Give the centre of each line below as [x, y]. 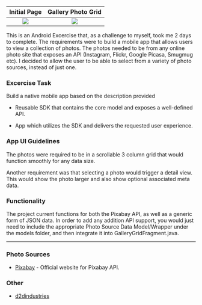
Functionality [26, 201]
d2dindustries [32, 296]
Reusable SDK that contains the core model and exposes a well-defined [104, 108]
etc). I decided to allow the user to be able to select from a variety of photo [99, 61]
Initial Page [26, 12]
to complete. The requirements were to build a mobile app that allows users [100, 42]
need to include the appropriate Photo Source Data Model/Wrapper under [97, 226]
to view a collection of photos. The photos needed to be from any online [96, 48]
